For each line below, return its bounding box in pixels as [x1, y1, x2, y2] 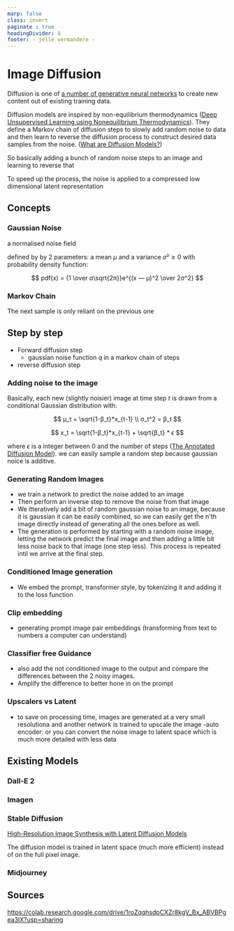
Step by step [7, 327, 64, 339]
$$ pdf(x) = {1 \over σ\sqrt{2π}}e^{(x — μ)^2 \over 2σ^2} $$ [31, 273, 204, 282]
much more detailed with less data [17, 735, 117, 743]
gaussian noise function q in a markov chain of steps [27, 353, 180, 361]
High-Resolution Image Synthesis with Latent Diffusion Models [7, 830, 187, 838]
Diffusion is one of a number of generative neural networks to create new [7, 89, 219, 98]
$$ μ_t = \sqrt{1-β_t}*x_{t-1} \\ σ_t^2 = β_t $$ [53, 415, 182, 424]
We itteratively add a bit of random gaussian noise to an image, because [17, 505, 226, 514]
